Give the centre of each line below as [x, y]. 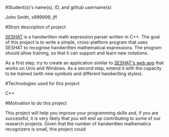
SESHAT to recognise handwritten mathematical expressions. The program [83, 47]
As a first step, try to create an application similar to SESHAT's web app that [84, 63]
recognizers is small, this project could [46, 129]
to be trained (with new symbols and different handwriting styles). [74, 74]
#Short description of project [36, 27]
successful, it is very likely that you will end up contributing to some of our [83, 118]
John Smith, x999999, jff [31, 17]
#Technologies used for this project [42, 83]
